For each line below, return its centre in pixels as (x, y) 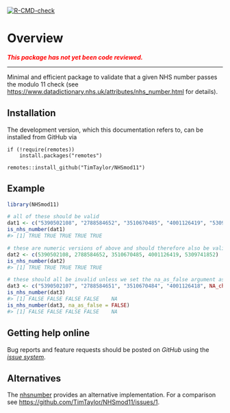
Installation (31, 113)
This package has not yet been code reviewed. (75, 57)
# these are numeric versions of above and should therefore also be (108, 248)
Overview (35, 38)
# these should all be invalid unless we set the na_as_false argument (111, 280)
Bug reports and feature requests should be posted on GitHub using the (108, 349)
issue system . (26, 357)
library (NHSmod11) (33, 204)
